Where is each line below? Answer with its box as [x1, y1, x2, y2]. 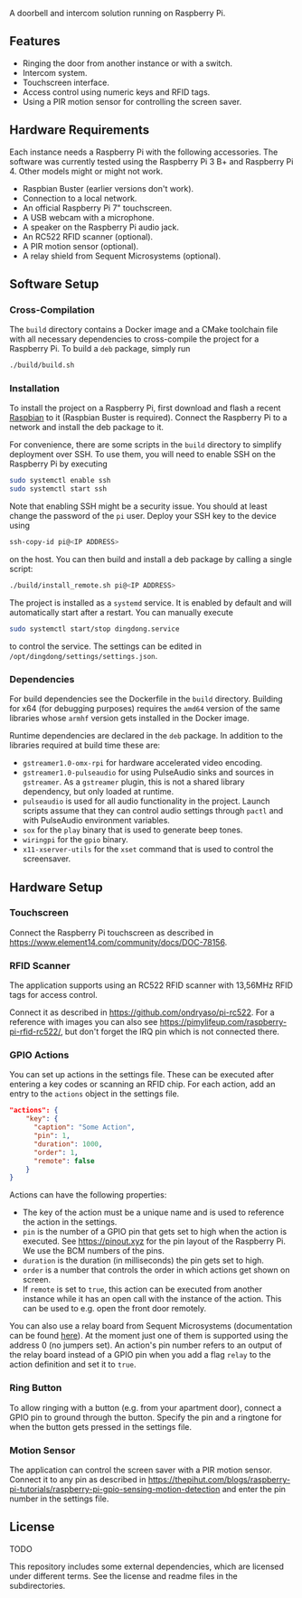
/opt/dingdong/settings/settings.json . [9, 650, 158, 661]
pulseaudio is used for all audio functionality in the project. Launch [22, 795, 270, 807]
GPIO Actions [9, 1048, 70, 1061]
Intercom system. [22, 67, 88, 78]
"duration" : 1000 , [33, 1139, 103, 1149]
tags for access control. [9, 990, 98, 1001]
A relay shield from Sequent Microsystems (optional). [22, 250, 222, 261]
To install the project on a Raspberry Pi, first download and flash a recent [9, 402, 281, 414]
